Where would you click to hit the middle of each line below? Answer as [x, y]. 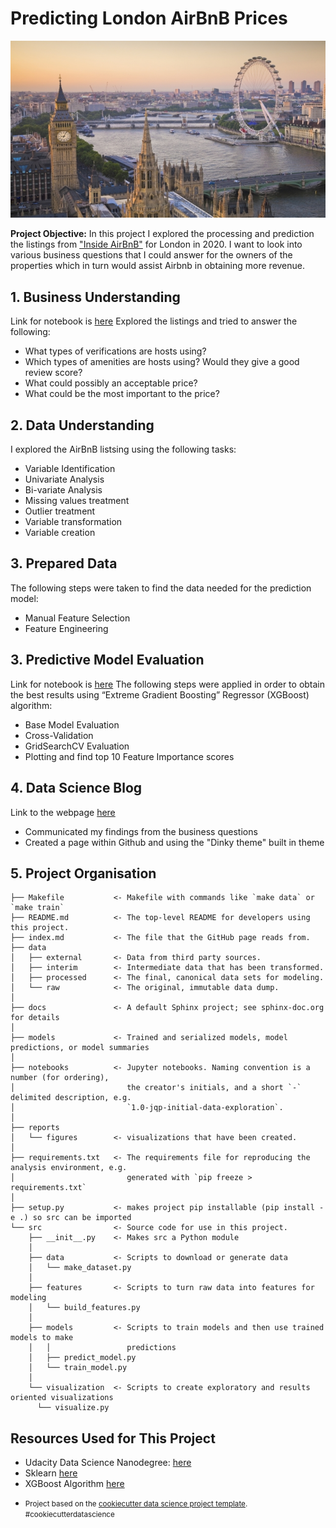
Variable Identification [70, 469]
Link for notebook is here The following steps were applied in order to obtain [168, 684]
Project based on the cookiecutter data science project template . [136, 1504]
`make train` [37, 908]
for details [35, 1018]
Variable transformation [73, 522]
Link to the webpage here [63, 812]
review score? [53, 373]
